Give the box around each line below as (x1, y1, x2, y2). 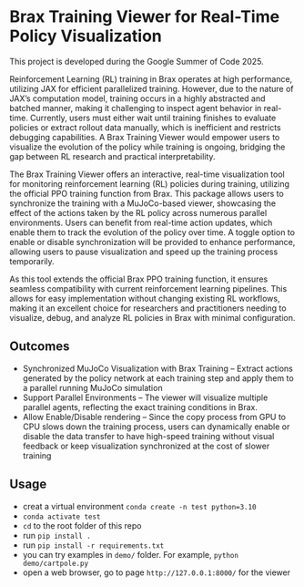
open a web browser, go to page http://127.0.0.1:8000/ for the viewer (22, 567, 291, 578)
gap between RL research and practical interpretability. (9, 150, 216, 161)
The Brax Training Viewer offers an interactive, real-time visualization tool (9, 169, 285, 180)
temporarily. (9, 255, 55, 266)
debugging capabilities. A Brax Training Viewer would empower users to (9, 131, 280, 142)
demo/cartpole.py (22, 559, 89, 568)
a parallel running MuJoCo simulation (22, 382, 163, 393)
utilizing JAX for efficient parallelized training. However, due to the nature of (9, 83, 294, 94)
